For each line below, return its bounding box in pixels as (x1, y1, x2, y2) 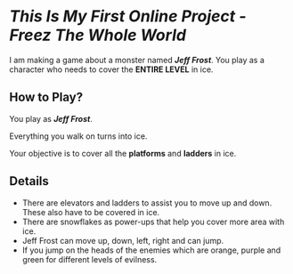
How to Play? (9, 90, 83, 105)
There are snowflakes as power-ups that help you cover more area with (21, 216, 285, 227)
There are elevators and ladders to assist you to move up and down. (21, 197, 273, 208)
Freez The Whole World (9, 25, 187, 45)
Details (9, 173, 49, 189)
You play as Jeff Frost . (9, 113, 94, 124)
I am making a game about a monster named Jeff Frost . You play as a (9, 54, 265, 65)
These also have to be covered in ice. (21, 206, 160, 217)
